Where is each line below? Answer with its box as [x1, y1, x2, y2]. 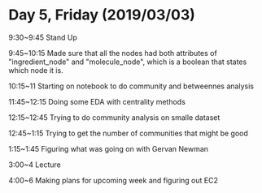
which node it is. [8, 65, 63, 75]
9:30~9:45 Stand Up [8, 32, 77, 42]
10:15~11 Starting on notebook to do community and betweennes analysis [8, 81, 255, 91]
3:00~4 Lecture [8, 160, 61, 169]
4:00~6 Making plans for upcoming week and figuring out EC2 [8, 175, 218, 185]
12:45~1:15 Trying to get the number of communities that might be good [8, 128, 248, 138]
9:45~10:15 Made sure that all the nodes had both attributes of [8, 48, 217, 58]
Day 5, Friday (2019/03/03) [8, 6, 195, 24]
